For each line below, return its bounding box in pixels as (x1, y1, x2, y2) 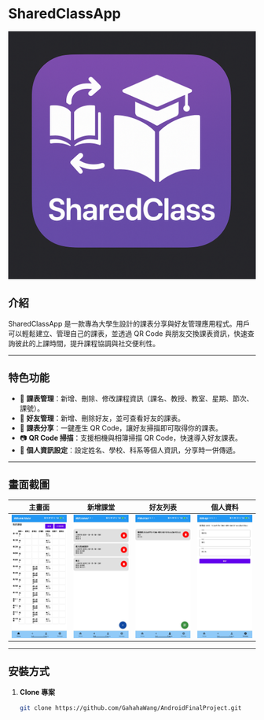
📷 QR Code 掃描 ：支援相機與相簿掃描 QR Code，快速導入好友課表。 (19, 433, 242, 442)
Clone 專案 (19, 687, 55, 696)
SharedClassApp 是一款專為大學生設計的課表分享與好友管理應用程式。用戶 (8, 319, 250, 328)
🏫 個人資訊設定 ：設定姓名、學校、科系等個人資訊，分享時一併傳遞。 (19, 445, 240, 455)
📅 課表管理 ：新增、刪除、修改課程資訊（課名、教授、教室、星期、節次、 (19, 393, 254, 403)
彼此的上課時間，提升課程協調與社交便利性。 (14, 338, 159, 348)
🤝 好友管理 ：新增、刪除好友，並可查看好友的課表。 (19, 413, 185, 423)
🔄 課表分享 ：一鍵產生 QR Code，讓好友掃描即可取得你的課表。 (19, 423, 222, 433)
